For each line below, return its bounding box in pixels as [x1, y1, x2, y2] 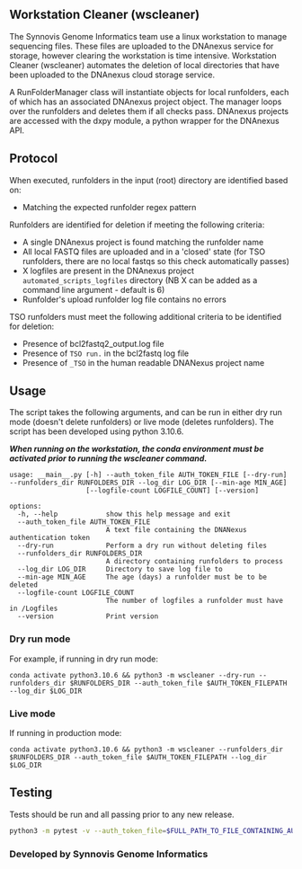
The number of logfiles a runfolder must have [105, 597, 283, 606]
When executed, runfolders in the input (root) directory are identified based [9, 174, 289, 185]
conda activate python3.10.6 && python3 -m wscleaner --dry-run [9, 670, 255, 679]
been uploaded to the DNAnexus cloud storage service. [9, 69, 216, 80]
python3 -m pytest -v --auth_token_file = [9, 826, 167, 835]
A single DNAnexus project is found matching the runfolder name [22, 236, 264, 247]
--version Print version [17, 612, 159, 621]
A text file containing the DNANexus [105, 526, 247, 535]
